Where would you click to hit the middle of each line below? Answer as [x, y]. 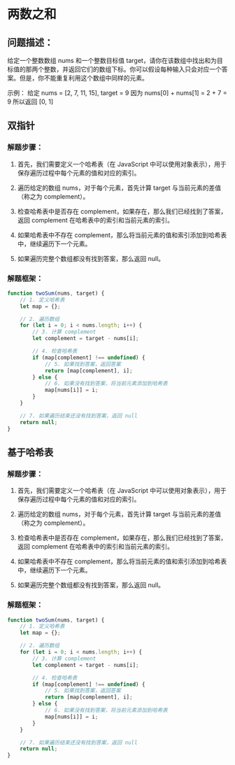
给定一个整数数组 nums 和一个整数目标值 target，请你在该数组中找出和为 [112, 61]
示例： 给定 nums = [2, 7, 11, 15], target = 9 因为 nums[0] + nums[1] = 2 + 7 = [117, 93]
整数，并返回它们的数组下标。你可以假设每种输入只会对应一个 [133, 69]
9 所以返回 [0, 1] [30, 101]
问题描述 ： [30, 42]
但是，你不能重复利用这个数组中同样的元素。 [84, 78]
